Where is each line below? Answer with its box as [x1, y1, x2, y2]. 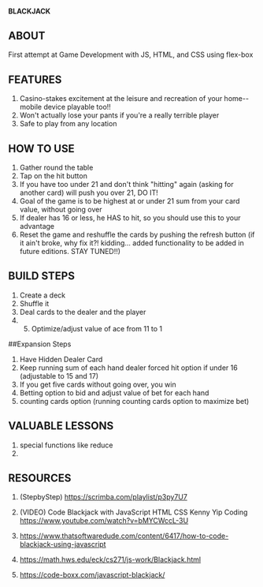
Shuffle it [19, 298, 50, 308]
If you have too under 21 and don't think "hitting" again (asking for [19, 180, 234, 189]
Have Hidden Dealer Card [19, 354, 103, 364]
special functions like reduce [19, 440, 113, 450]
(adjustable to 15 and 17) [19, 371, 99, 380]
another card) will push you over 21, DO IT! [19, 188, 159, 197]
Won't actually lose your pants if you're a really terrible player [19, 110, 220, 120]
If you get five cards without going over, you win [19, 379, 176, 389]
